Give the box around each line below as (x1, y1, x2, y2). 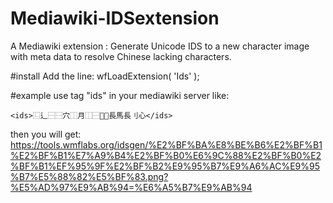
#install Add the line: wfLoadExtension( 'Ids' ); (10, 70, 200, 82)
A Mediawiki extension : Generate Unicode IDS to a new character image (10, 40, 310, 52)
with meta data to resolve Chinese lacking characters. (10, 50, 232, 62)
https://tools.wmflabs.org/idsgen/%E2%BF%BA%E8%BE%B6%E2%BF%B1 (10, 138, 323, 151)
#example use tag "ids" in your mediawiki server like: (10, 89, 230, 101)
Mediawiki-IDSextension (10, 7, 220, 30)
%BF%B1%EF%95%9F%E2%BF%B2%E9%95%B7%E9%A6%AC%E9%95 (10, 160, 321, 172)
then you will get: (10, 128, 82, 140)
